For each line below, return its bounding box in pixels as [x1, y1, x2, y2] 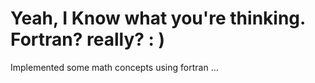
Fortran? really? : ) [10, 28, 166, 51]
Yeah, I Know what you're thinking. [10, 7, 306, 30]
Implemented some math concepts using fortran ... [10, 61, 219, 73]
